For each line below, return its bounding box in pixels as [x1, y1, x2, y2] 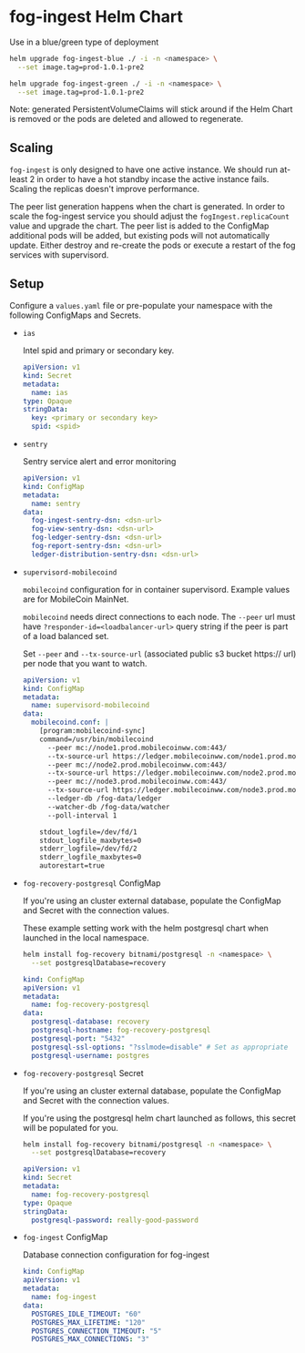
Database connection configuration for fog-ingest [22, 1249, 209, 1260]
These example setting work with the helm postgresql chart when [22, 922, 269, 934]
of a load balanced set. [22, 630, 109, 641]
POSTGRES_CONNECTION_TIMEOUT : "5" [31, 1327, 162, 1336]
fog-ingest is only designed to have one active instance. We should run [9, 164, 279, 175]
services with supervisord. [9, 249, 109, 260]
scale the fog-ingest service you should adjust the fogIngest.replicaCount [9, 211, 290, 222]
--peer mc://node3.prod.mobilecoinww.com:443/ [46, 777, 228, 787]
